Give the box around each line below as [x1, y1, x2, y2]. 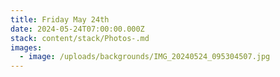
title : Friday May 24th [10, 14, 110, 25]
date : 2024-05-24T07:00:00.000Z [10, 24, 145, 34]
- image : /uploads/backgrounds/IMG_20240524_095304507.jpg [19, 52, 271, 62]
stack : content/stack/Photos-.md [10, 33, 150, 43]
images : [10, 42, 43, 53]
